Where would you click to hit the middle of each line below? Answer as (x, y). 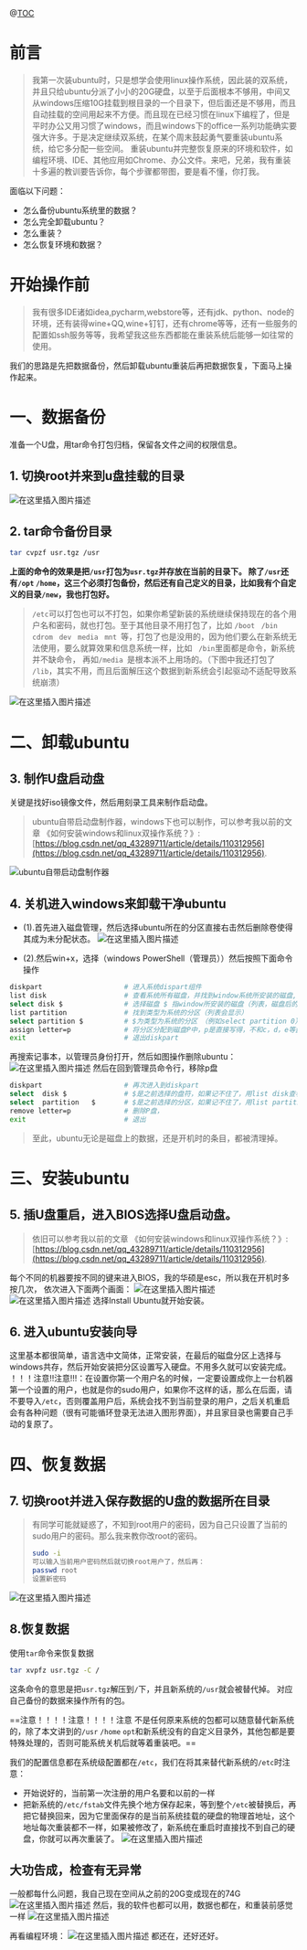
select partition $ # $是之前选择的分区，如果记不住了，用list (139, 1103)
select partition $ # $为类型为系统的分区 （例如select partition (148, 1021)
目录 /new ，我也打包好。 (69, 594)
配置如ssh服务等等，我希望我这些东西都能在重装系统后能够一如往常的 (163, 335)
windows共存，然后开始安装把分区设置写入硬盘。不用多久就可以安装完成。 (150, 1367)
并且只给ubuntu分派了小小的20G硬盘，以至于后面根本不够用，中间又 (161, 91)
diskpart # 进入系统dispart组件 (106, 987)
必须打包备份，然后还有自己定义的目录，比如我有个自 (188, 583)
